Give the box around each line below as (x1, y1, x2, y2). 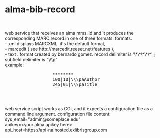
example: (5, 62, 24, 68)
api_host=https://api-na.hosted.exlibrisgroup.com (5, 127, 107, 133)
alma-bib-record (5, 4, 76, 15)
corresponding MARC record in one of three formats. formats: (5, 35, 132, 41)
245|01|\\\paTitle (52, 81, 98, 87)
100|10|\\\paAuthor (52, 76, 100, 82)
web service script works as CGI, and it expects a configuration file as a (5, 105, 153, 111)
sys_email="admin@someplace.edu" (5, 116, 81, 122)
